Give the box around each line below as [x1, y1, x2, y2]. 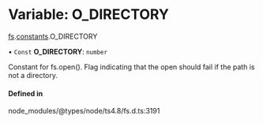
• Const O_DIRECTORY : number [8, 47, 108, 56]
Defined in [8, 88, 43, 98]
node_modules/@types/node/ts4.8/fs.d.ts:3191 [8, 106, 160, 116]
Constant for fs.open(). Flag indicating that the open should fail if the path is [8, 61, 255, 72]
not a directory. [8, 70, 58, 80]
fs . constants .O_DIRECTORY [8, 32, 98, 41]
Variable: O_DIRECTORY [8, 6, 170, 24]
